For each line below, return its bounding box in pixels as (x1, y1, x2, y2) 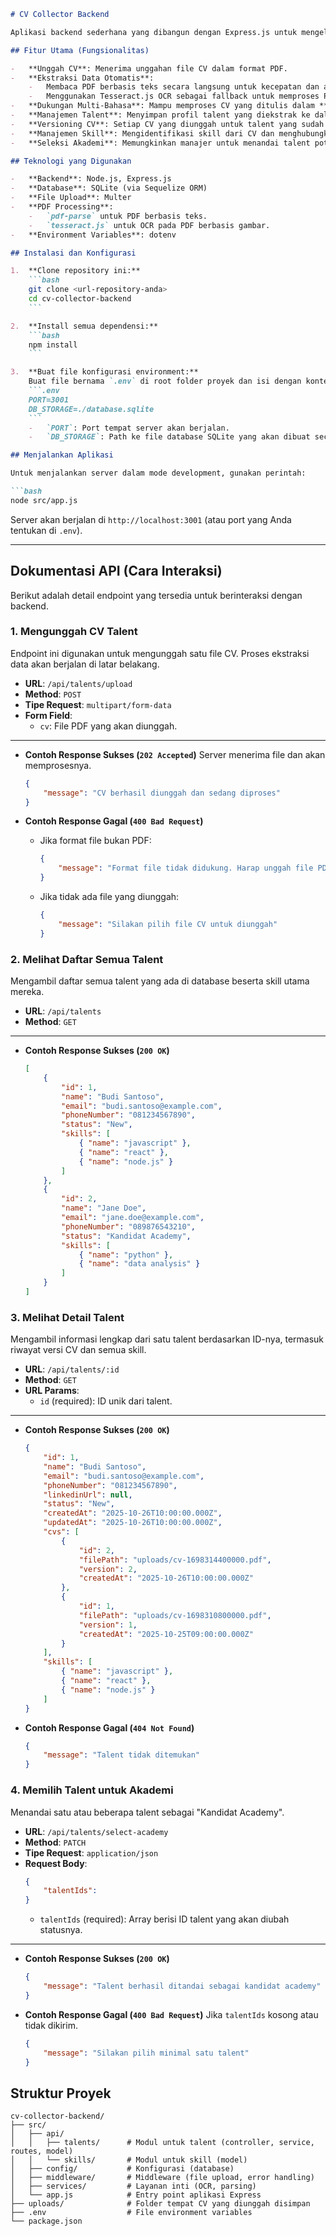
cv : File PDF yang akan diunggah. (39, 720, 178, 732)
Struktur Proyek (10, 2085, 112, 2102)
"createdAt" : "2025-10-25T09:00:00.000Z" (78, 1629, 254, 1639)
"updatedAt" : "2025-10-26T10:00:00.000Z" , (43, 1518, 223, 1528)
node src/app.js (10, 495, 78, 505)
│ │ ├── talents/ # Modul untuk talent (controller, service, (10, 2138, 315, 2148)
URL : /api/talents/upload (24, 677, 133, 689)
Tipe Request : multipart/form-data (24, 698, 172, 710)
